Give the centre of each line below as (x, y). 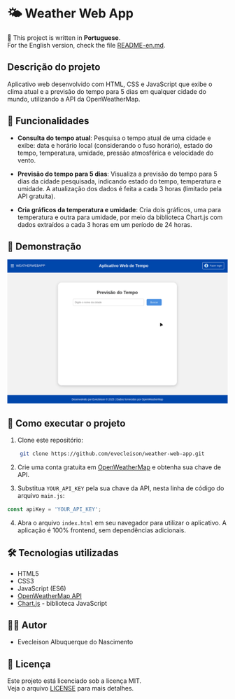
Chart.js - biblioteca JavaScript (62, 603)
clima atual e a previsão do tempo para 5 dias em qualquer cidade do (107, 91)
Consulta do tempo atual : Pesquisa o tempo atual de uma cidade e (114, 138)
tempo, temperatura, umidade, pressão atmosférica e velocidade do (115, 153)
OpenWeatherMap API (49, 595)
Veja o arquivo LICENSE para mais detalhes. (71, 688)
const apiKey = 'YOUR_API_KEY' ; (54, 509)
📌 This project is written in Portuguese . (64, 37)
